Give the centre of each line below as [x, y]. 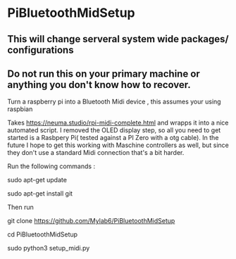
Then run [20, 207]
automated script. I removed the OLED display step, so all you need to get [114, 130]
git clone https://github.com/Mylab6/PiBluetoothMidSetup [91, 221]
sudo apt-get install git [40, 194]
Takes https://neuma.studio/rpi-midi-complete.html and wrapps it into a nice [118, 123]
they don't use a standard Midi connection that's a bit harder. [96, 153]
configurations [41, 50]
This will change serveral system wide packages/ [118, 39]
